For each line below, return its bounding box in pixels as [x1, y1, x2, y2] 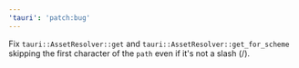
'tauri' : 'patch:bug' [8, 13, 91, 23]
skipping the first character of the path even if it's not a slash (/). [8, 47, 251, 59]
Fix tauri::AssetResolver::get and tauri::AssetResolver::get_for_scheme [8, 38, 290, 49]
